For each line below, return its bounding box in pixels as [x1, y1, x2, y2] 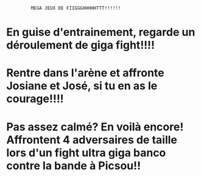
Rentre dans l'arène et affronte [6, 66, 164, 80]
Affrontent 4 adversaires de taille [6, 133, 178, 147]
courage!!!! [6, 92, 64, 106]
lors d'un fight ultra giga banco [6, 146, 166, 160]
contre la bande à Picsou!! [6, 158, 141, 172]
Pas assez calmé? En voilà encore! [6, 120, 184, 133]
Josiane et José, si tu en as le [6, 79, 158, 93]
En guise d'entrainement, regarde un [6, 26, 196, 39]
